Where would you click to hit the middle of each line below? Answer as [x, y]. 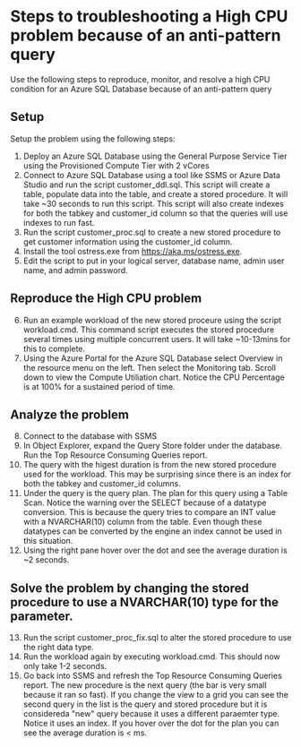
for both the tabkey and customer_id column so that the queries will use [155, 213]
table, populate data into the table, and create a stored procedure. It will [155, 193]
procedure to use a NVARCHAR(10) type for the [145, 602]
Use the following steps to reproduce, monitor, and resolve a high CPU [140, 79]
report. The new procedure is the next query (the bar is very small [145, 685]
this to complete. [54, 348]
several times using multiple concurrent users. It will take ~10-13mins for [157, 339]
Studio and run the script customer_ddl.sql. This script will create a [146, 185]
